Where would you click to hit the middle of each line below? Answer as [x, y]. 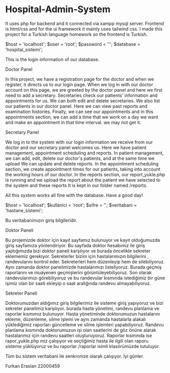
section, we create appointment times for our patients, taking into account [83, 169]
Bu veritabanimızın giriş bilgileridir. [41, 220]
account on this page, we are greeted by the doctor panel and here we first [84, 90]
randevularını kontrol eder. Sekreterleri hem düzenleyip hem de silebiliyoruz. [85, 262]
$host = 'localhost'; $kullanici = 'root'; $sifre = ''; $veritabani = [71, 205]
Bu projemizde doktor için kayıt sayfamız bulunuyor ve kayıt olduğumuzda [83, 240]
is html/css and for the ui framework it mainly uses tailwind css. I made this [84, 28]
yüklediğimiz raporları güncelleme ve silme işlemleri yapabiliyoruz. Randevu [84, 325]
